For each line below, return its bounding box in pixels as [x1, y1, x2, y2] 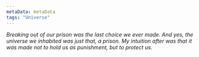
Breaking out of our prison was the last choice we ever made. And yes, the [6, 31, 194, 38]
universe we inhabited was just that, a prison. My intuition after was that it [6, 37, 192, 44]
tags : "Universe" [6, 14, 50, 20]
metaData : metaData [6, 8, 56, 15]
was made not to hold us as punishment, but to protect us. [6, 43, 153, 51]
